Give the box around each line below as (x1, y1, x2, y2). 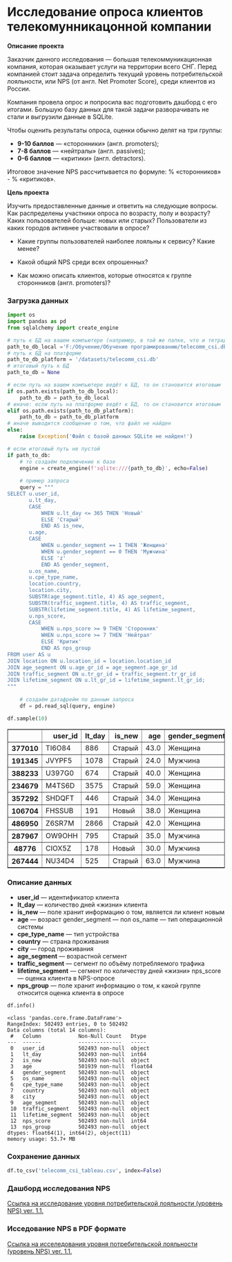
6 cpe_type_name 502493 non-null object (10, 1081, 150, 1088)
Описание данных (7, 878, 72, 887)
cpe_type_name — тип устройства (17, 930, 119, 938)
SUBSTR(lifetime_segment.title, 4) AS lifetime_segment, (28, 606, 196, 613)
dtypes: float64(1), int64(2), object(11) (7, 1129, 131, 1136)
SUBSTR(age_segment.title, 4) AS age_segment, (28, 593, 166, 600)
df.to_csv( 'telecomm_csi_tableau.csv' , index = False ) (7, 1167, 162, 1174)
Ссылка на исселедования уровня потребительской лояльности (7, 1239, 198, 1248)
